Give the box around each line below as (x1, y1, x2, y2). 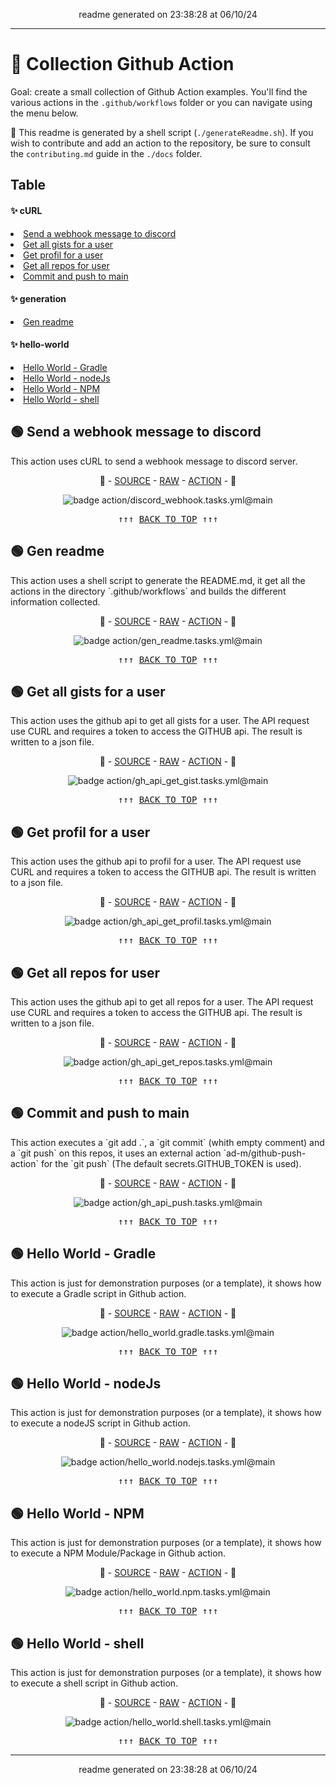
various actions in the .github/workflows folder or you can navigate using (10, 96, 313, 108)
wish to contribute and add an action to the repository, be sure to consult (10, 137, 311, 149)
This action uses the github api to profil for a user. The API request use (10, 855, 302, 868)
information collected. (10, 595, 101, 608)
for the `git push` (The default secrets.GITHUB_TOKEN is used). (40, 1157, 302, 1169)
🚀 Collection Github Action (10, 53, 235, 76)
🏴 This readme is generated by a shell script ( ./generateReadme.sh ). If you (10, 126, 314, 138)
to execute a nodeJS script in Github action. (10, 1417, 191, 1429)
